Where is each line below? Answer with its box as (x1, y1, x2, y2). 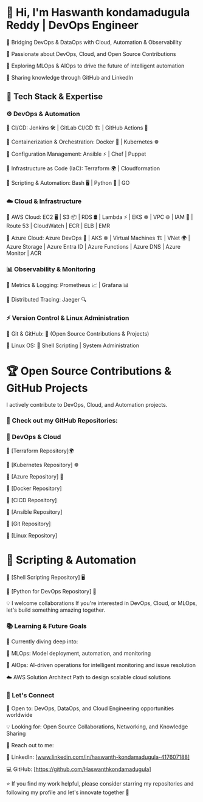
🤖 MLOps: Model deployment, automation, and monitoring (6, 649, 151, 657)
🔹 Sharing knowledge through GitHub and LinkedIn (6, 74, 134, 81)
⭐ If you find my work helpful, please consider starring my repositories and (6, 780, 194, 787)
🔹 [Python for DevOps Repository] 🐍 (6, 587, 97, 595)
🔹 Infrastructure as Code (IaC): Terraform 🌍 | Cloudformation (6, 164, 160, 172)
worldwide (6, 711, 33, 719)
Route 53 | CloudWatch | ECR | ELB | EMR (6, 222, 111, 229)
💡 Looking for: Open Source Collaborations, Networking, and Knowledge (6, 723, 188, 730)
